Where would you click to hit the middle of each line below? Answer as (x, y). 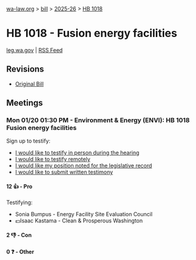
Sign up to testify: (28, 141)
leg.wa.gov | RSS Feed (35, 50)
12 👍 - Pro (19, 186)
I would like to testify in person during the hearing (77, 153)
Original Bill (29, 84)
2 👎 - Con (19, 235)
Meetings (25, 103)
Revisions (25, 69)
